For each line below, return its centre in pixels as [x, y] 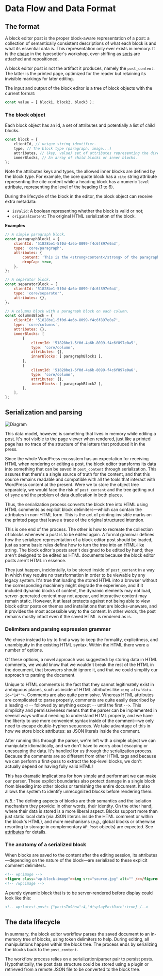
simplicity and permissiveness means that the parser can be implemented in [81, 710]
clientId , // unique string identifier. [55, 144]
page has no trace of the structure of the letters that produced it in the [75, 444]
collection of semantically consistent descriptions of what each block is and [81, 43]
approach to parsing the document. [41, 675]
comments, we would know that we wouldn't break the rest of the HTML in [80, 665]
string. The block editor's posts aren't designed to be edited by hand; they [79, 550]
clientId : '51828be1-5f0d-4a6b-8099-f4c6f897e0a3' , [67, 244]
